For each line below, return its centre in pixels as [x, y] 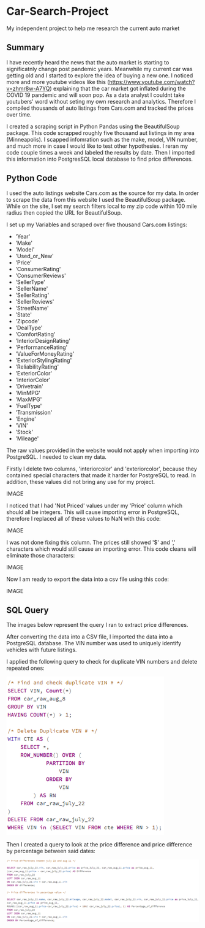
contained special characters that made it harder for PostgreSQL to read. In [101, 475]
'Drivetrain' [29, 386]
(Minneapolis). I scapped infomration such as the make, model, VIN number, [102, 139]
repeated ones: [25, 668]
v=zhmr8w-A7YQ [28, 88]
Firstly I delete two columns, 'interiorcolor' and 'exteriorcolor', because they [102, 469]
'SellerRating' [32, 295]
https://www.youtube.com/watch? [152, 82]
